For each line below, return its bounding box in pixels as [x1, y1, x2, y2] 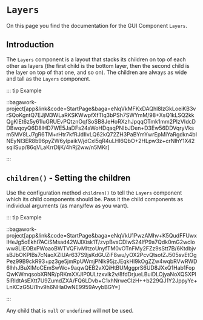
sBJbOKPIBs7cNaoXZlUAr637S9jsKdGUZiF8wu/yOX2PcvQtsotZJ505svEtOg [6, 251, 197, 258]
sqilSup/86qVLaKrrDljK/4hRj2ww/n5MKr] [6, 144, 110, 151]
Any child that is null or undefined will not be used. [6, 307, 134, 314]
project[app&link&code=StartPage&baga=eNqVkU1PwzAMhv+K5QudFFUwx [6, 232, 197, 239]
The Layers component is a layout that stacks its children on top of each [6, 56, 186, 63]
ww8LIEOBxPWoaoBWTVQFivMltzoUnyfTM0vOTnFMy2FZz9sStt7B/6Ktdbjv [6, 244, 196, 252]
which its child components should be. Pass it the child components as [6, 195, 184, 202]
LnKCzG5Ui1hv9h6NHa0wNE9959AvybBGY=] [6, 283, 121, 290]
